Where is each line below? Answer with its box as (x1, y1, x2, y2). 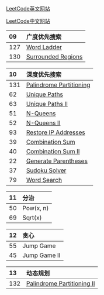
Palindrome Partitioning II (26, 280, 95, 287)
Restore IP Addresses (26, 128, 86, 136)
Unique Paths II (26, 100, 68, 108)
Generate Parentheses (26, 157, 88, 165)
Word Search (26, 176, 63, 184)
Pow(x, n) (22, 204, 49, 212)
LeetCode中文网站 (6, 18, 51, 25)
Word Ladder (26, 43, 63, 51)
